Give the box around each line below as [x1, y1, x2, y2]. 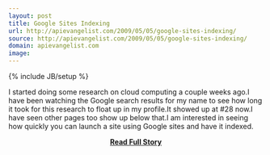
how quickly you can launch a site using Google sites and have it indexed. [8, 122, 254, 131]
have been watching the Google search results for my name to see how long [8, 96, 263, 105]
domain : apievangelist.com [8, 42, 99, 50]
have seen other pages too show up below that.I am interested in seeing [8, 113, 249, 122]
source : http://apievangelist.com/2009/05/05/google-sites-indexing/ [8, 34, 248, 43]
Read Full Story [109, 137, 162, 146]
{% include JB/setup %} [8, 72, 89, 81]
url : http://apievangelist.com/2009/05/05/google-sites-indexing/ [8, 27, 237, 35]
